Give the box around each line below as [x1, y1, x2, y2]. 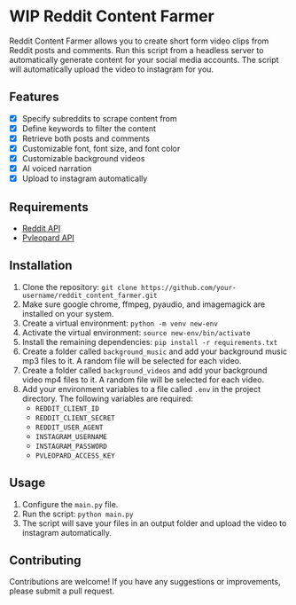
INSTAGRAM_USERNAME [35, 432, 108, 441]
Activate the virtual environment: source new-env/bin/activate [21, 326, 251, 338]
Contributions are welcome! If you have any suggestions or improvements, [9, 577, 281, 587]
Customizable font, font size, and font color [21, 143, 181, 153]
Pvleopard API [21, 232, 75, 243]
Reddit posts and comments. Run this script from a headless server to [9, 44, 264, 55]
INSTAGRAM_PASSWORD [35, 442, 108, 451]
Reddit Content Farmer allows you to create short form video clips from [9, 35, 269, 46]
